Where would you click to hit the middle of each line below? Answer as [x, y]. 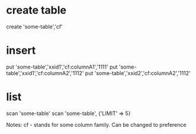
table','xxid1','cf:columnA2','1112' [45, 73]
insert [21, 50]
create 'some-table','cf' [35, 27]
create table [36, 10]
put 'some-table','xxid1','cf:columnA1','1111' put [62, 67]
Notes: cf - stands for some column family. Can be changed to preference [96, 125]
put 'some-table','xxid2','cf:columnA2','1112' [138, 73]
